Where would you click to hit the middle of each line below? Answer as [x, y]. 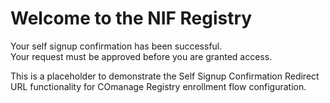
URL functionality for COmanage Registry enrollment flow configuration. [158, 86]
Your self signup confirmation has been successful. [116, 46]
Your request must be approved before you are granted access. [141, 56]
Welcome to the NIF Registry [131, 18]
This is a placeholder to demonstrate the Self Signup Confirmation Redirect [165, 76]
